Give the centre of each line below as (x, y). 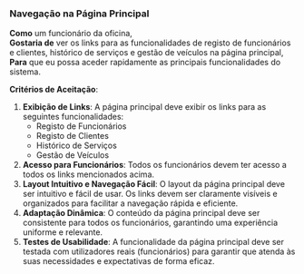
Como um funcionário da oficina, (71, 34)
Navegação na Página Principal (79, 14)
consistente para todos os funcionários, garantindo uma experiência (150, 223)
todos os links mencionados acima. (88, 174)
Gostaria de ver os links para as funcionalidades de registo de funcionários (150, 43)
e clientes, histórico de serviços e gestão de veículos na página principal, (147, 53)
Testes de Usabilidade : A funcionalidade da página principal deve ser (153, 242)
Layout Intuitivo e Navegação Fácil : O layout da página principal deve (154, 184)
